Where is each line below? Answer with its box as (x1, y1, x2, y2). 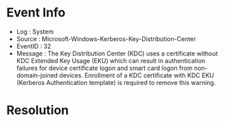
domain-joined (16, 71, 58, 80)
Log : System (16, 27, 54, 36)
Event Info (6, 5, 66, 21)
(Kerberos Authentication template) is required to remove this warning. (16, 78, 216, 86)
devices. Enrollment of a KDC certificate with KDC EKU (59, 71, 214, 80)
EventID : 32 (16, 42, 51, 50)
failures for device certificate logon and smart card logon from (16, 64, 193, 72)
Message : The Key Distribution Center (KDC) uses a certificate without (16, 49, 218, 58)
